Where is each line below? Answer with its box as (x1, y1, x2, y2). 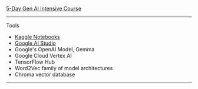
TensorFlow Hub (14, 58, 55, 65)
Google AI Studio (14, 39, 56, 47)
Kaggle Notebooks (14, 34, 60, 40)
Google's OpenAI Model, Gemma (14, 46, 95, 52)
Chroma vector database (14, 71, 75, 78)
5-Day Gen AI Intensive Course (6, 5, 81, 12)
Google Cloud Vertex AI (14, 52, 72, 59)
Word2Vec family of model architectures (14, 65, 113, 71)
